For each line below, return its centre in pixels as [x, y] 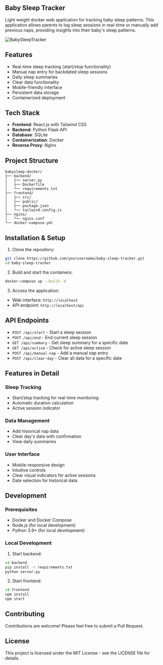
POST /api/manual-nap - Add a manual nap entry [60, 353]
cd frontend [17, 590]
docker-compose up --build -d [36, 281]
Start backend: [27, 554]
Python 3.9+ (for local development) [48, 531]
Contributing [25, 614]
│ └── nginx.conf [25, 219]
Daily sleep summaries [35, 77]
